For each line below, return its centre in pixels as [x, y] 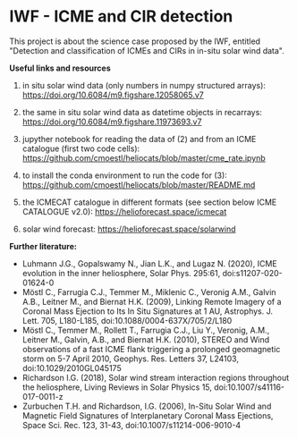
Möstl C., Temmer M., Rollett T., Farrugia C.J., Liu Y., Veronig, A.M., [146, 330]
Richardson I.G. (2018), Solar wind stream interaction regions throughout [156, 377]
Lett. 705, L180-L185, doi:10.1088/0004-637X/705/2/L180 [127, 320]
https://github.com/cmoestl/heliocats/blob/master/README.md [139, 184]
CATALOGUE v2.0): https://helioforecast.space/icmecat [124, 211]
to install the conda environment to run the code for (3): [125, 175]
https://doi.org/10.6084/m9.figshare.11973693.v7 [112, 122]
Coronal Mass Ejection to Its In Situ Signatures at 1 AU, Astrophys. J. [148, 311]
